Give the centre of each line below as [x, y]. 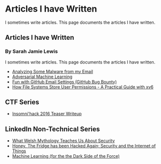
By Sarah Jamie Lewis [32, 51]
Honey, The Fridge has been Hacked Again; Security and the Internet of [84, 146]
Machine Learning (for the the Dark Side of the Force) [66, 156]
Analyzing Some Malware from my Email [53, 71]
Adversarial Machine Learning [42, 77]
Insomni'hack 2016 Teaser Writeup [47, 114]
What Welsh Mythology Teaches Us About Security [63, 141]
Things [19, 151]
